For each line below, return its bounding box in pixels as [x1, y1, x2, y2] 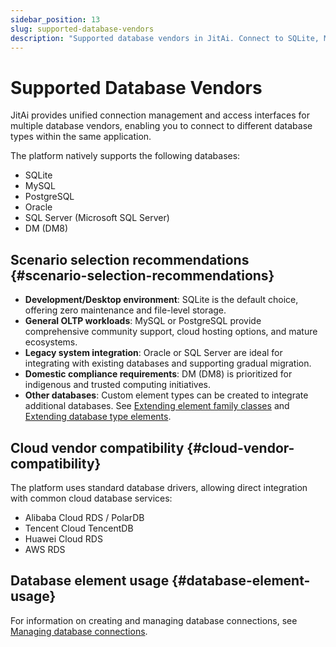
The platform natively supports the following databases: [10, 150, 241, 162]
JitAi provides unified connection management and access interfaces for [10, 109, 311, 121]
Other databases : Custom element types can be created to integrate [24, 389, 309, 401]
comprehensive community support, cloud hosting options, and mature [24, 326, 318, 338]
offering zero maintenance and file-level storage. [24, 304, 227, 316]
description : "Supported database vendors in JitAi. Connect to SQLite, [10, 33, 320, 43]
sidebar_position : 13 [10, 14, 101, 25]
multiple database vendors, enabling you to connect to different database [10, 120, 313, 132]
